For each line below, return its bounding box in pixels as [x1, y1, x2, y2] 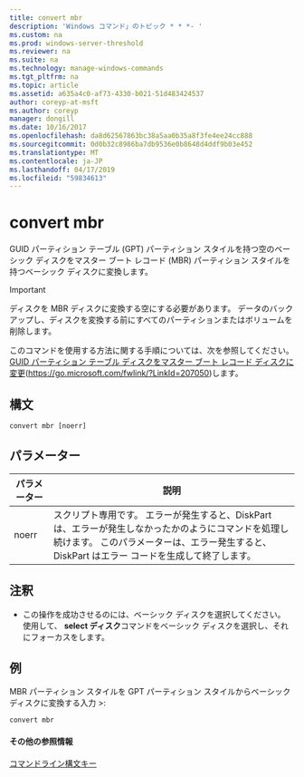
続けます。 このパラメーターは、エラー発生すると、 [52, 536, 272, 549]
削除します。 [9, 325, 57, 336]
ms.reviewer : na [9, 47, 71, 56]
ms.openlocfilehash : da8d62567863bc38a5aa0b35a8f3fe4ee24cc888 [9, 131, 253, 141]
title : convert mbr [9, 13, 83, 23]
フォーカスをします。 [30, 631, 110, 642]
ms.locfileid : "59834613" [9, 173, 107, 182]
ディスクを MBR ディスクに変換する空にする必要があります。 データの [9, 303, 270, 314]
